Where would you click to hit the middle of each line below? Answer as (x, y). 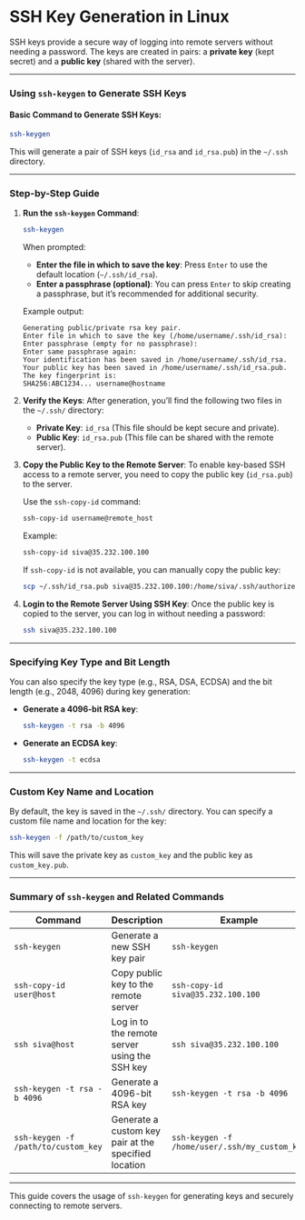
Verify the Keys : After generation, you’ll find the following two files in (152, 401)
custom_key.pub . (39, 865)
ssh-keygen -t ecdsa (61, 760)
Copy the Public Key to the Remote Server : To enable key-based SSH (154, 465)
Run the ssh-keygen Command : (81, 213)
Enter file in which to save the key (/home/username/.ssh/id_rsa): (155, 336)
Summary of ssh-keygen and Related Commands (117, 896)
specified (131, 1154)
